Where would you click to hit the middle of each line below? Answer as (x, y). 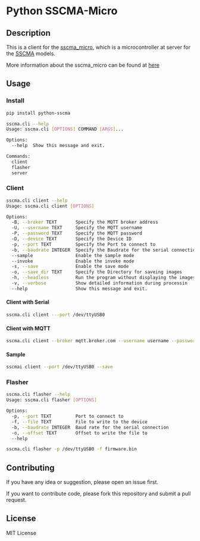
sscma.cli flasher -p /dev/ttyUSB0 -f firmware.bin (71, 449)
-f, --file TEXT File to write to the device (79, 422)
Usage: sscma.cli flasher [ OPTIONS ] (51, 400)
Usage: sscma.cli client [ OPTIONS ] (50, 206)
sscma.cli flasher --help (38, 395)
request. (16, 500)
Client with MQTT (28, 328)
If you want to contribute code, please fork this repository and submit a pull (99, 494)
